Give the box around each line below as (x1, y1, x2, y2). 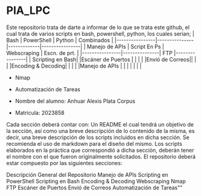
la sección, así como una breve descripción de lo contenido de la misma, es (6, 127, 195, 134)
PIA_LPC (6, 4, 50, 18)
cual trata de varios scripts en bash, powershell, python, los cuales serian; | (6, 30, 195, 37)
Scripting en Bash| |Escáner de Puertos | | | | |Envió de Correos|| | (32, 56, 197, 63)
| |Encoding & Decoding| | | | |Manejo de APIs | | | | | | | (6, 62, 142, 70)
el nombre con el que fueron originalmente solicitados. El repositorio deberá (6, 152, 196, 160)
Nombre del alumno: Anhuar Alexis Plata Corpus (15, 97, 136, 105)
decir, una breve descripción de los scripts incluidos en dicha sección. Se (6, 134, 189, 141)
